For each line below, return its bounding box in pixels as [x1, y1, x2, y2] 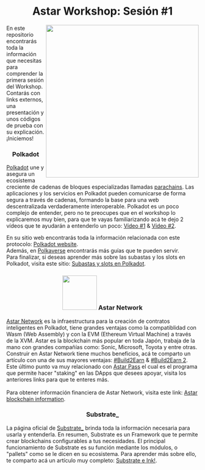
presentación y [6, 109, 44, 116]
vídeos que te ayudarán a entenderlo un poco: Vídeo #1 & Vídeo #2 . [6, 222, 176, 230]
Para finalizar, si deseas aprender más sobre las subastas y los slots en [6, 253, 185, 261]
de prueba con [6, 121, 44, 129]
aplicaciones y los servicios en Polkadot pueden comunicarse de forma [6, 190, 186, 197]
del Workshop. [6, 82, 43, 90]
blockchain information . [6, 395, 66, 402]
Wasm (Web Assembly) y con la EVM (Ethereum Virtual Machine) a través [6, 330, 192, 338]
